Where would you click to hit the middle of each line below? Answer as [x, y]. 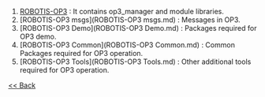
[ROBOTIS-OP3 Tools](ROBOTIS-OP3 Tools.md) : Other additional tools [135, 62]
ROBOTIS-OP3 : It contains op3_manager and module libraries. [122, 11]
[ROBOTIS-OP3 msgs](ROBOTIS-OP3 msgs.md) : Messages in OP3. [130, 20]
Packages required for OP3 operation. [81, 53]
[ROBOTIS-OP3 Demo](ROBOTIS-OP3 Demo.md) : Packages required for [138, 28]
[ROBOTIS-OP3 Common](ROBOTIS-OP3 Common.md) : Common [127, 45]
